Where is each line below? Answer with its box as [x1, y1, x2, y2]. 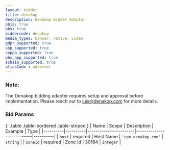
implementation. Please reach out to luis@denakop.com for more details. [5, 98, 158, 105]
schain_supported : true [5, 60, 56, 65]
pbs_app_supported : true [5, 55, 58, 60]
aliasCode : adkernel [5, 64, 52, 69]
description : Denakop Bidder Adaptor [5, 17, 86, 22]
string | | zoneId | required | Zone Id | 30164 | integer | [5, 139, 121, 145]
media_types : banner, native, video [5, 36, 83, 41]
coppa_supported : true [5, 50, 54, 55]
